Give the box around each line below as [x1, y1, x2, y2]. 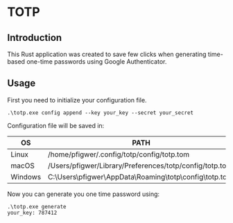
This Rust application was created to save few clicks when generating [7, 50, 207, 58]
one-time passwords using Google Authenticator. [26, 57, 167, 66]
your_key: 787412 [7, 209, 58, 216]
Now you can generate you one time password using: [7, 190, 160, 198]
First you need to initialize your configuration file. [7, 96, 147, 104]
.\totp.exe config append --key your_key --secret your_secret [7, 109, 194, 116]
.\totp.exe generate [7, 203, 67, 210]
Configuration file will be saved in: [7, 121, 105, 130]
